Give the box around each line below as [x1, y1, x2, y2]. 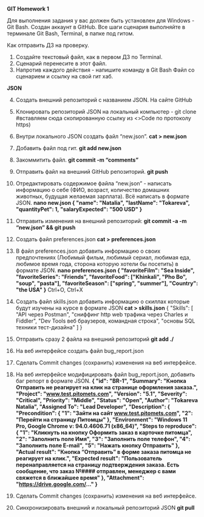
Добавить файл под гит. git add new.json [15, 145, 122, 151]
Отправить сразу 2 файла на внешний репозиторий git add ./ [15, 335, 174, 343]
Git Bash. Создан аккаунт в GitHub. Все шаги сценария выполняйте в [7, 24, 186, 30]
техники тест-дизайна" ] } [15, 324, 83, 330]
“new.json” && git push [15, 224, 76, 231]
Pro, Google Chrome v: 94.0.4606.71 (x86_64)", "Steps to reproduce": [15, 422, 197, 430]
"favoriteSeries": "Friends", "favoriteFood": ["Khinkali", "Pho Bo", [15, 273, 187, 280]
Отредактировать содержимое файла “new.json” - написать [15, 180, 172, 187]
